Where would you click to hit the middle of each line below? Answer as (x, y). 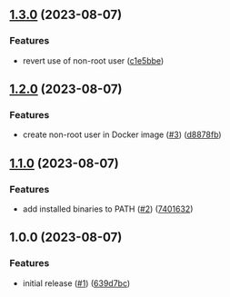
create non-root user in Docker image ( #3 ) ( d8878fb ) (122, 134)
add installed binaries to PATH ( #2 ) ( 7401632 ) (108, 209)
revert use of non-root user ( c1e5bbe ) (93, 60)
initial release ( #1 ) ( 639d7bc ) (76, 283)
